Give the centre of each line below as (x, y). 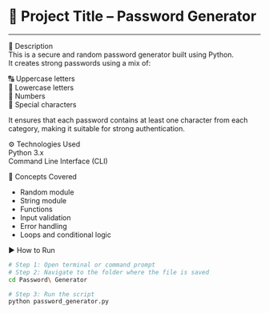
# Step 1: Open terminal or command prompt (82, 265)
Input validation (45, 217)
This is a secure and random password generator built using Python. (121, 54)
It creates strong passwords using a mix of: (80, 62)
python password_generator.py (59, 302)
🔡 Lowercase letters (41, 87)
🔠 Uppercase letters (42, 78)
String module (43, 200)
